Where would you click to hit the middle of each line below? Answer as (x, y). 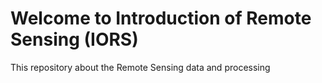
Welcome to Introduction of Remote (161, 18)
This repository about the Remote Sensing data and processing (140, 67)
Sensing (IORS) (74, 39)
